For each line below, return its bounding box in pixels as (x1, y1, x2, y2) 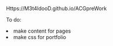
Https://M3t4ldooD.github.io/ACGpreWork (6, 5, 107, 12)
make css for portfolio (13, 34, 66, 40)
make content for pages (13, 27, 71, 34)
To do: (6, 16, 22, 23)
